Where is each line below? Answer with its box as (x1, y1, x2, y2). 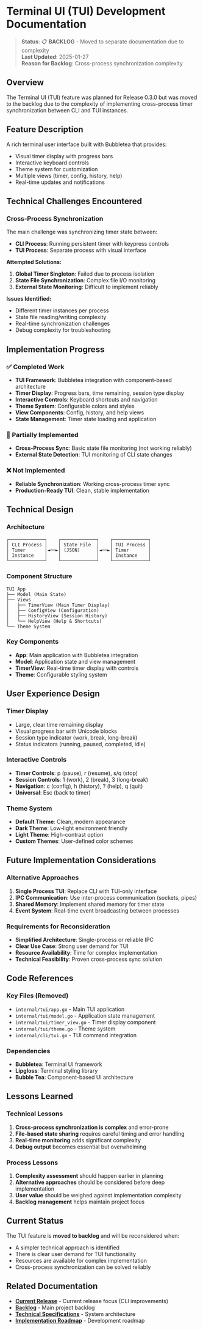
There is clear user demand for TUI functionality (15, 1250, 136, 1257)
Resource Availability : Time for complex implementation (15, 949, 158, 957)
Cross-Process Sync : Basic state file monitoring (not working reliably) (15, 444, 192, 452)
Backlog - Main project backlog (15, 1304, 95, 1311)
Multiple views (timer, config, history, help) (15, 172, 123, 179)
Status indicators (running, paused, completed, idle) (15, 740, 146, 748)
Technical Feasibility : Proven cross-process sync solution (15, 955, 163, 963)
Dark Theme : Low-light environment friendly (15, 825, 128, 832)
